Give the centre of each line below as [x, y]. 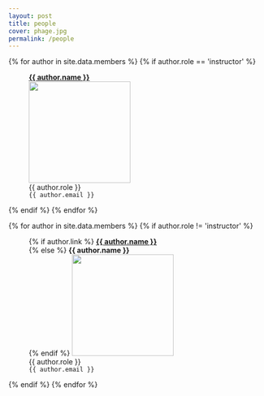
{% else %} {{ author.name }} [79, 250]
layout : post [30, 16]
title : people [32, 24]
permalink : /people [41, 39]
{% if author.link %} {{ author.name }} [93, 242]
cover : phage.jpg [38, 31]
